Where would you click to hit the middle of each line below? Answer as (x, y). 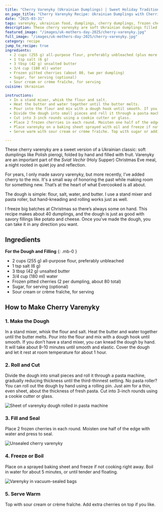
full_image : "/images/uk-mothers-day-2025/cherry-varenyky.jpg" (71, 37)
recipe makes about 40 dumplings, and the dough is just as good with (75, 214)
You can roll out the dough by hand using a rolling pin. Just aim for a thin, (78, 386)
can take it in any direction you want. (42, 224)
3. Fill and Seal (23, 418)
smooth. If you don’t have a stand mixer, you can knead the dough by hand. (81, 342)
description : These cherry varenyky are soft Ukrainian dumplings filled (81, 28)
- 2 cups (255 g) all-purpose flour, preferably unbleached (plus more (83, 55)
